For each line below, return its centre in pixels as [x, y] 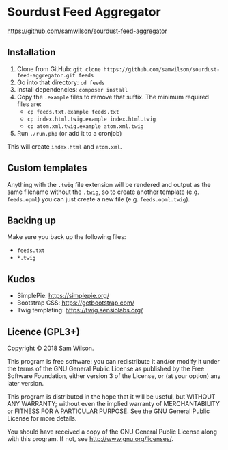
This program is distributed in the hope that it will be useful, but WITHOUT [111, 397]
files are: [29, 104]
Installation [31, 52]
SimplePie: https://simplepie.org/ [63, 296]
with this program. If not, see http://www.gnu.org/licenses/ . [90, 439]
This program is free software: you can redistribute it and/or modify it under [113, 361]
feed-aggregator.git [46, 75]
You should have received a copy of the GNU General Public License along [112, 432]
